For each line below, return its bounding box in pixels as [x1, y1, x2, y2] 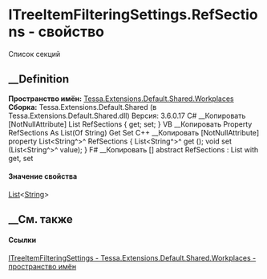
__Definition [8, 72, 70, 86]
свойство [38, 22, 104, 41]
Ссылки [8, 235, 37, 245]
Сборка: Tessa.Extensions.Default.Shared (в [8, 102, 157, 111]
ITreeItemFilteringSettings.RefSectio [8, 6, 258, 24]
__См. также [8, 212, 74, 226]
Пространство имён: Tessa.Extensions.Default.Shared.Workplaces [8, 94, 234, 103]
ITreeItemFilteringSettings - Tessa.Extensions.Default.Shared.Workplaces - [8, 253, 257, 262]
